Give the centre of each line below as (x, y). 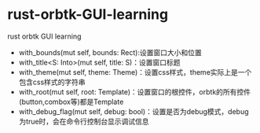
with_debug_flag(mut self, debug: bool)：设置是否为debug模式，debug (134, 111)
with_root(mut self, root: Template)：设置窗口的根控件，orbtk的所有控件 (135, 91)
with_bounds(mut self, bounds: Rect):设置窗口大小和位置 (110, 52)
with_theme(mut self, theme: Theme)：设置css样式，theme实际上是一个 (135, 72)
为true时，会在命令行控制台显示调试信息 (84, 121)
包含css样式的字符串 (52, 82)
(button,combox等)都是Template (71, 102)
